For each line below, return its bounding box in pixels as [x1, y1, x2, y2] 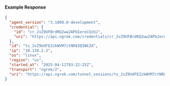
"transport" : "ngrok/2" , [9, 67, 62, 72]
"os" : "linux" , [9, 53, 42, 58]
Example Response [5, 4, 46, 10]
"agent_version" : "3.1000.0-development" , [9, 20, 100, 25]
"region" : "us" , [9, 58, 44, 63]
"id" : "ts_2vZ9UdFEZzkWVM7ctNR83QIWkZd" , [9, 44, 98, 49]
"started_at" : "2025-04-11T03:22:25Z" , [9, 62, 94, 67]
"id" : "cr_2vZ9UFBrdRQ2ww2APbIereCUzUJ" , [14, 29, 103, 34]
